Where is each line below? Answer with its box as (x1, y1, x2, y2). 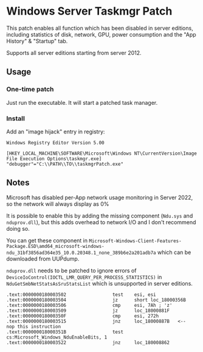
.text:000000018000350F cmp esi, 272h (6, 312, 159, 319)
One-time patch (6, 85, 54, 94)
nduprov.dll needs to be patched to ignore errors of (6, 267, 137, 274)
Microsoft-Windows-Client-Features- (89, 238, 182, 244)
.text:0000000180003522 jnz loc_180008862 (6, 339, 170, 345)
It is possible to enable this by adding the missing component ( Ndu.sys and (6, 212, 193, 219)
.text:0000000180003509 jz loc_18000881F (6, 308, 170, 314)
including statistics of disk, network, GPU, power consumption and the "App (6, 30, 196, 38)
